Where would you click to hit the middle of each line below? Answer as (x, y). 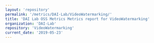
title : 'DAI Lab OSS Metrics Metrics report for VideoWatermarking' (77, 19)
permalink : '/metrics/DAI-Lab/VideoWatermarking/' (59, 14)
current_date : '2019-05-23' (34, 33)
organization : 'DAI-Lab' (31, 23)
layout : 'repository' (28, 10)
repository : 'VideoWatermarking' (40, 28)
